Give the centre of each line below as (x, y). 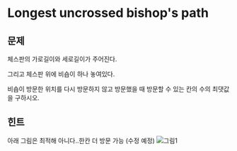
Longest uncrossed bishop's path (108, 13)
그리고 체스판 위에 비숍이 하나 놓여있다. (61, 74)
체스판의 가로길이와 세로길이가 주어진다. (62, 59)
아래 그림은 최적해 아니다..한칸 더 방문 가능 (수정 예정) (81, 140)
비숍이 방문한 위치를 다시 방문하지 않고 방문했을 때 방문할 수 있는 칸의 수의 (109, 89)
